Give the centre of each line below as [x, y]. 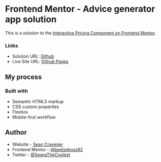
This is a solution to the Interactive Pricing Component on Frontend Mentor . [80, 33]
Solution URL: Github [33, 56]
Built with [17, 91]
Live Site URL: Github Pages [40, 62]
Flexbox [20, 112]
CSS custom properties [36, 107]
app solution [31, 19]
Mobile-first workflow [34, 117]
